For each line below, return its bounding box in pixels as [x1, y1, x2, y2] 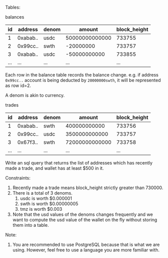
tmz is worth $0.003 [20, 206, 63, 212]
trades [5, 102, 19, 108]
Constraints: [5, 175, 31, 181]
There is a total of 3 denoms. [12, 190, 73, 196]
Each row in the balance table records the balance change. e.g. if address [5, 72, 159, 77]
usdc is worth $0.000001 [20, 196, 72, 201]
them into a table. [12, 222, 49, 228]
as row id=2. [5, 82, 31, 89]
